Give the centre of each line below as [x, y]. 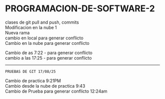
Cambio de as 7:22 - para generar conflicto [49, 53]
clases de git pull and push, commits [42, 22]
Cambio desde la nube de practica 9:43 [45, 86]
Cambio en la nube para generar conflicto [47, 43]
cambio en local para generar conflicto [44, 38]
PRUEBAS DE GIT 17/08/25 [30, 71]
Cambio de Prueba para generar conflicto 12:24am [56, 91]
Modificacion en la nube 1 [31, 27]
